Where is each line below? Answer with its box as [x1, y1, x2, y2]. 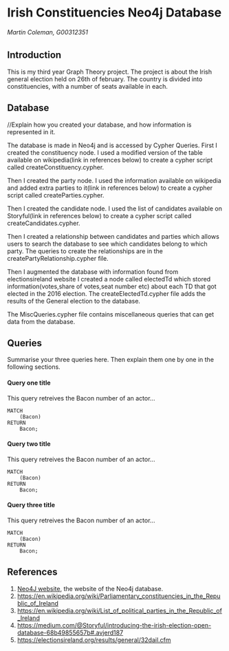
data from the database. [7, 317, 76, 325]
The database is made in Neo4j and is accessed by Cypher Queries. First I [7, 141, 218, 149]
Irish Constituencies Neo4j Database [7, 5, 222, 21]
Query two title [7, 440, 51, 448]
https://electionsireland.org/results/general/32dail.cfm [17, 635, 171, 644]
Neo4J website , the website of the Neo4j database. [17, 584, 164, 593]
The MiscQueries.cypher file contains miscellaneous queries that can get [7, 310, 215, 318]
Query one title [7, 378, 51, 387]
